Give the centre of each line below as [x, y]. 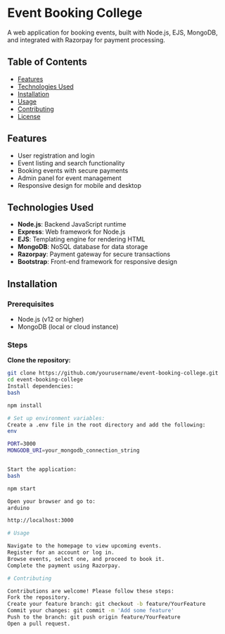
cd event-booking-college [45, 380]
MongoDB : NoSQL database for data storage [83, 247]
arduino [19, 508]
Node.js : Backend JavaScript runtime [72, 224]
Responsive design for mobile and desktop [79, 185]
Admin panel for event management [69, 178]
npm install [25, 405]
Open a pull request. [39, 623]
